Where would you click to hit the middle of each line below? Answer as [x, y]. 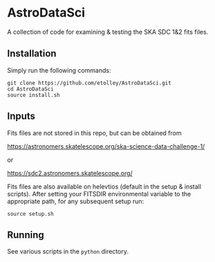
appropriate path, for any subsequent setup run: [76, 201]
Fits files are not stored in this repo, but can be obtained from [94, 133]
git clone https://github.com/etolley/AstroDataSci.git [89, 83]
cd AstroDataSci [30, 89]
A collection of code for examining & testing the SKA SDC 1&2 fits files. [108, 32]
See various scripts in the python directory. [68, 252]
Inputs [21, 116]
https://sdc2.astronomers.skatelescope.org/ [70, 173]
